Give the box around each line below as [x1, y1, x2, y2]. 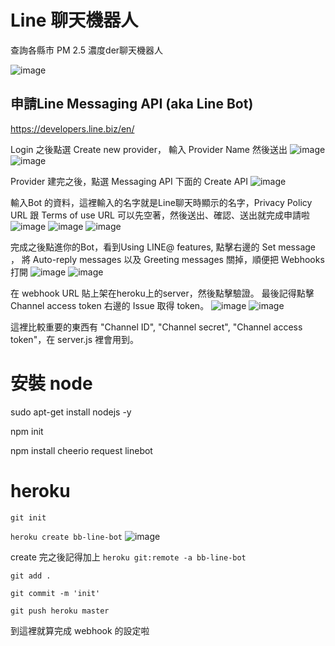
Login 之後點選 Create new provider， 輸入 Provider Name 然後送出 [10, 143, 288, 155]
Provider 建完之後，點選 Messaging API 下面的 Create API [10, 175, 249, 187]
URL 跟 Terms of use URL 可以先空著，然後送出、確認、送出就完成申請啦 [10, 209, 310, 221]
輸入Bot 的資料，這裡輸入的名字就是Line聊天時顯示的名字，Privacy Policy [10, 196, 313, 208]
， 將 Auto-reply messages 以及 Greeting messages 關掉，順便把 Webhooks [10, 253, 325, 265]
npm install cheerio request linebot [10, 444, 153, 456]
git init [10, 512, 47, 523]
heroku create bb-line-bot [10, 532, 123, 542]
